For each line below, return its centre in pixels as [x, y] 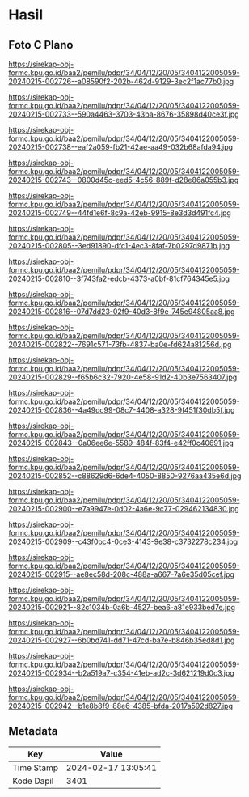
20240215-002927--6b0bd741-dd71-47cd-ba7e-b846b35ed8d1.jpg [122, 640]
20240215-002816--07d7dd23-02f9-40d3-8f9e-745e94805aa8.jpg [122, 312]
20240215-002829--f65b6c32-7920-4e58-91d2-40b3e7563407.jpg [123, 377]
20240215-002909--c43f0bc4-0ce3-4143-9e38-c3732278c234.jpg [123, 541]
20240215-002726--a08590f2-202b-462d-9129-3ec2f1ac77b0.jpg [121, 81]
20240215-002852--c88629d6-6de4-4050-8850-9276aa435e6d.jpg [125, 476]
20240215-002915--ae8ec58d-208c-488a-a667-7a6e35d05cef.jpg [121, 574]
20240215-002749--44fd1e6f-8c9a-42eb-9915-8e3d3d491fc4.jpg [120, 213]
